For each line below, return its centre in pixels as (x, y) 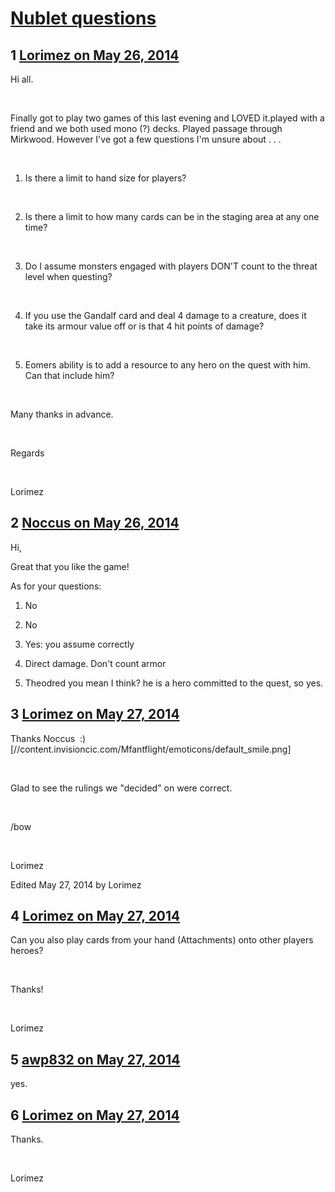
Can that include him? (69, 375)
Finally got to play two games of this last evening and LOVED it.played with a (167, 118)
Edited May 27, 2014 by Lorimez (76, 884)
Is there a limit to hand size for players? (105, 178)
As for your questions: (56, 586)
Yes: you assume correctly (79, 644)
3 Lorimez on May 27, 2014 (95, 714)
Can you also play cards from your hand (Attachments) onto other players (162, 940)
